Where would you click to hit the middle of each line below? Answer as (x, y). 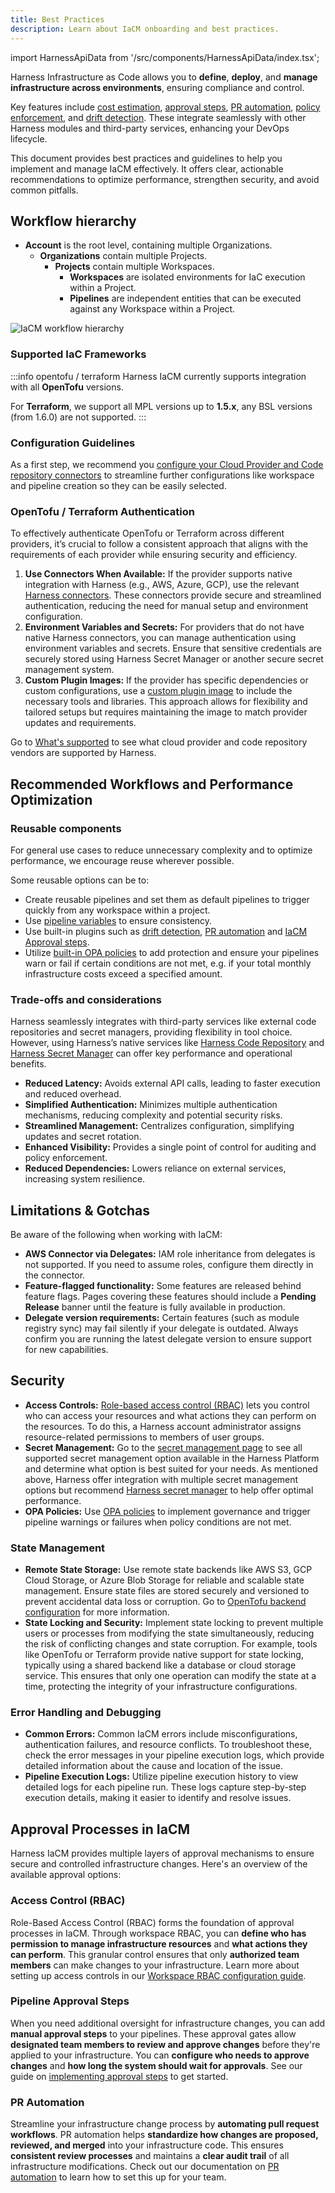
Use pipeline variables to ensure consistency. (118, 920)
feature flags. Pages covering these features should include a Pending (170, 1296)
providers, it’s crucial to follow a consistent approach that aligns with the (159, 544)
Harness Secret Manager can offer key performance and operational (151, 1053)
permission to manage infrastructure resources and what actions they (159, 1943)
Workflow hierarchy (73, 221)
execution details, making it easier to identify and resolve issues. (158, 1798)
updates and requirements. (80, 723)
